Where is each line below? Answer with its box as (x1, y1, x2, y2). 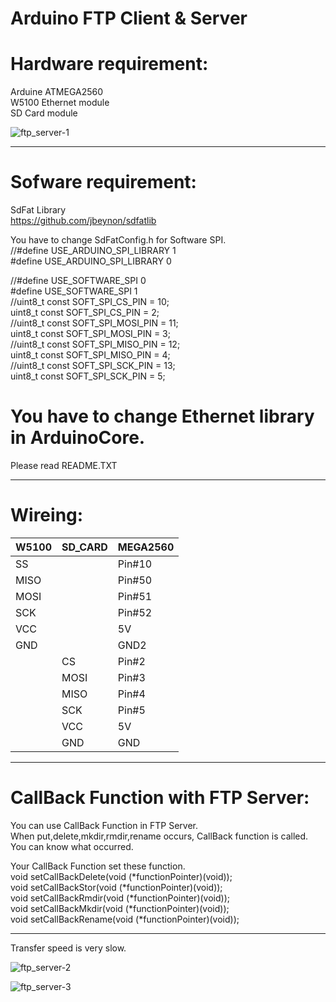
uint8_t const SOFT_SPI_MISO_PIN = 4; (10, 349, 171, 361)
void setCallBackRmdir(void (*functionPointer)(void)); (10, 892, 230, 904)
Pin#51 (117, 589, 153, 603)
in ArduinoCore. (10, 427, 146, 449)
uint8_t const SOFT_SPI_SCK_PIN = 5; (10, 370, 166, 382)
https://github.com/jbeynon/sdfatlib (10, 215, 157, 227)
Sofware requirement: (10, 171, 197, 194)
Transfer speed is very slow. (10, 942, 127, 954)
